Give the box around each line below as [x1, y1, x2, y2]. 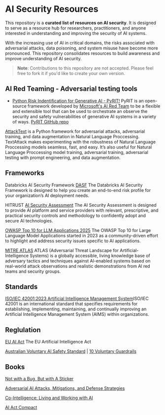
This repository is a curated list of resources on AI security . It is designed [5, 20, 157, 26]
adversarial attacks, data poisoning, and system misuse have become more [5, 45, 159, 51]
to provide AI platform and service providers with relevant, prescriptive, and [5, 207, 159, 213]
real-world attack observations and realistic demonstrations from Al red [5, 263, 150, 269]
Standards [5, 282, 38, 291]
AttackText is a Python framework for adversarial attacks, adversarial [5, 128, 145, 134]
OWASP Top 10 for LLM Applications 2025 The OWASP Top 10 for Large [5, 227, 151, 233]
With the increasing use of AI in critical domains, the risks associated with [5, 39, 155, 45]
